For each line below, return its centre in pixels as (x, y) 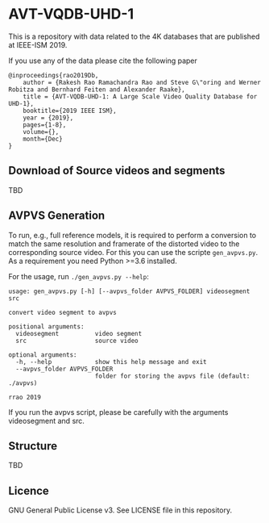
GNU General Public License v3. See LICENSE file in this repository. (120, 510)
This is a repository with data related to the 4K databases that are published (134, 36)
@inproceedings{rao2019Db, (54, 75)
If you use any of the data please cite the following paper (103, 61)
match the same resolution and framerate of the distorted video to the (124, 244)
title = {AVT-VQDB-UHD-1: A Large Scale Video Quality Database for (140, 96)
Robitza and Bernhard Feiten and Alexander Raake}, (97, 90)
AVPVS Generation (57, 216)
